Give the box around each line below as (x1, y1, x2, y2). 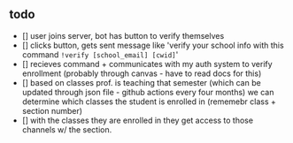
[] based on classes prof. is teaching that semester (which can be (21, 77, 261, 87)
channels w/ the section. (21, 124, 112, 135)
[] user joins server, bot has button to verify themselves (21, 30, 225, 41)
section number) (21, 105, 82, 116)
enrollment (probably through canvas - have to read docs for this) (21, 68, 262, 79)
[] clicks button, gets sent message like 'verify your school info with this (21, 40, 285, 50)
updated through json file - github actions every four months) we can (21, 87, 274, 97)
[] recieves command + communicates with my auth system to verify (21, 58, 273, 69)
